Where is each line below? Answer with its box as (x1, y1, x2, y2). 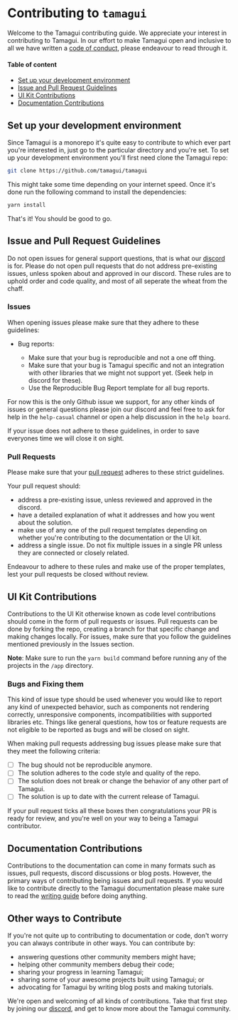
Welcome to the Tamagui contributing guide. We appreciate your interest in (7, 29, 227, 37)
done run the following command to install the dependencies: (7, 187, 187, 196)
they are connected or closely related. (17, 549, 129, 557)
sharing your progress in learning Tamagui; (17, 968, 144, 977)
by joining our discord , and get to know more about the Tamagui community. (7, 1004, 231, 1013)
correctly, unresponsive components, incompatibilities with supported (7, 711, 212, 719)
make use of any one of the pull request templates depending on (17, 526, 207, 535)
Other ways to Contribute (7, 912, 122, 924)
